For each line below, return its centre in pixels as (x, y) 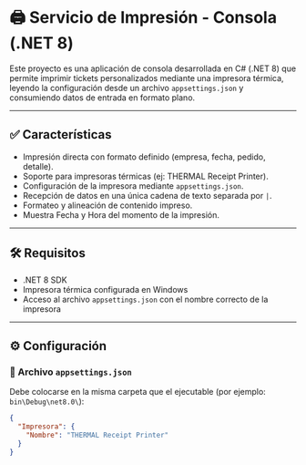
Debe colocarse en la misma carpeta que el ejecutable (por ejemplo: (138, 392)
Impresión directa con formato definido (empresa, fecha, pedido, (144, 157)
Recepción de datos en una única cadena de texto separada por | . (147, 195)
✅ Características (61, 134)
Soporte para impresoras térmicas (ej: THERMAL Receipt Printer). (145, 176)
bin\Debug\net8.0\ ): (47, 401)
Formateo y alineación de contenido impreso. (107, 205)
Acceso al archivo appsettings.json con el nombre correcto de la (145, 299)
